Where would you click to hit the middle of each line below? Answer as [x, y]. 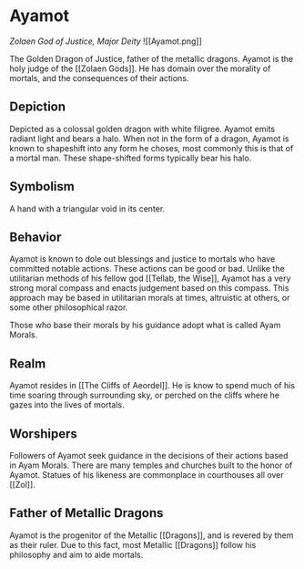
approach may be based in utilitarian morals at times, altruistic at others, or [150, 298]
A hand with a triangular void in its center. [87, 208]
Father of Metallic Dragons [86, 513]
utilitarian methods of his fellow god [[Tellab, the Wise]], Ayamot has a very [150, 278]
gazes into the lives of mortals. [67, 405]
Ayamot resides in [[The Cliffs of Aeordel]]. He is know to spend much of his [152, 386]
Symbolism [42, 186]
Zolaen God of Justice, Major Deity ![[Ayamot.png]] [106, 41]
